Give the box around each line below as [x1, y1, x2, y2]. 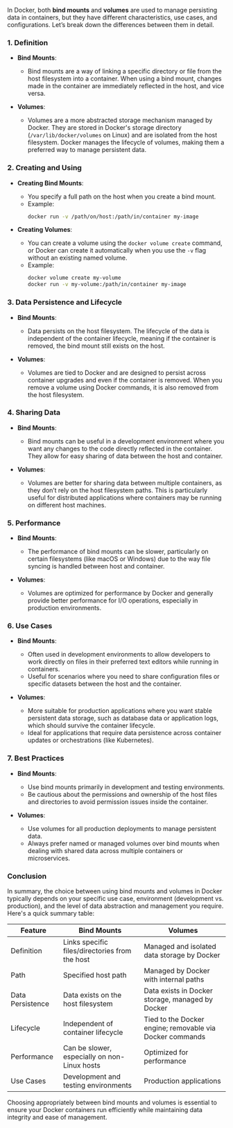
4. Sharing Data [7, 407, 61, 417]
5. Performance [7, 518, 61, 528]
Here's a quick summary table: [7, 909, 95, 917]
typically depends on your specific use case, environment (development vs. [7, 895, 224, 902]
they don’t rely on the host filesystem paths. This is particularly [27, 486, 208, 494]
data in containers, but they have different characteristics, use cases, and [7, 13, 217, 22]
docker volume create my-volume [27, 274, 121, 282]
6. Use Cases [7, 621, 53, 631]
